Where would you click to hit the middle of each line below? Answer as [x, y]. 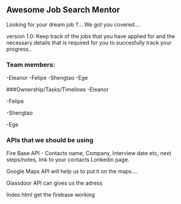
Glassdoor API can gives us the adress [54, 183]
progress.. [19, 49]
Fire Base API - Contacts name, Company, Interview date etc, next [89, 153]
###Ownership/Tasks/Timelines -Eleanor [58, 89]
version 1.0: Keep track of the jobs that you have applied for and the [91, 36]
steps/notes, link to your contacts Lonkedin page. [68, 160]
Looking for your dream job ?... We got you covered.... [74, 24]
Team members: [31, 65]
